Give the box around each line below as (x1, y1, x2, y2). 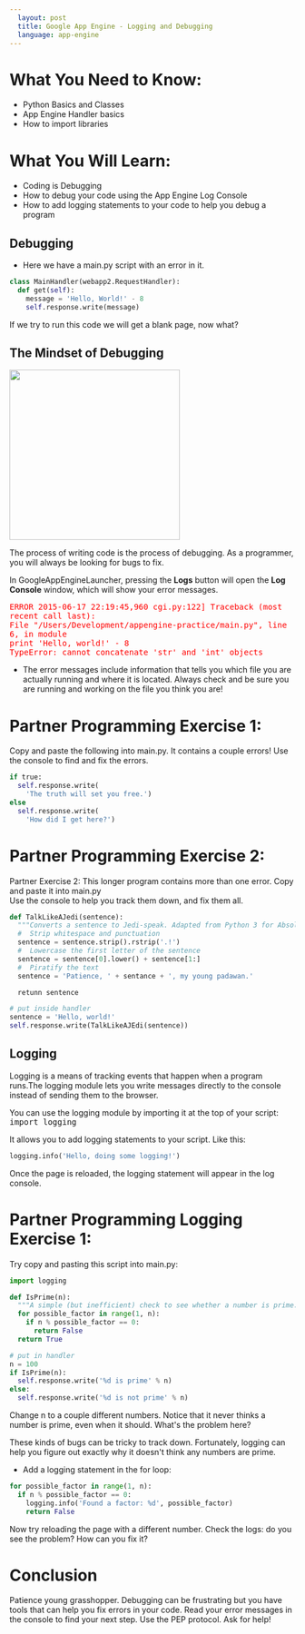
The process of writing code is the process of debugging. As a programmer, (9, 547, 294, 558)
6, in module (9, 629, 68, 640)
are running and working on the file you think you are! (22, 684, 223, 694)
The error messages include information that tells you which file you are (22, 664, 292, 675)
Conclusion (9, 1565, 98, 1585)
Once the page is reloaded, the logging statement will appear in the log (9, 1167, 275, 1178)
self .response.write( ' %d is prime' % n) (17, 1376, 172, 1385)
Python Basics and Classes (22, 99, 124, 110)
